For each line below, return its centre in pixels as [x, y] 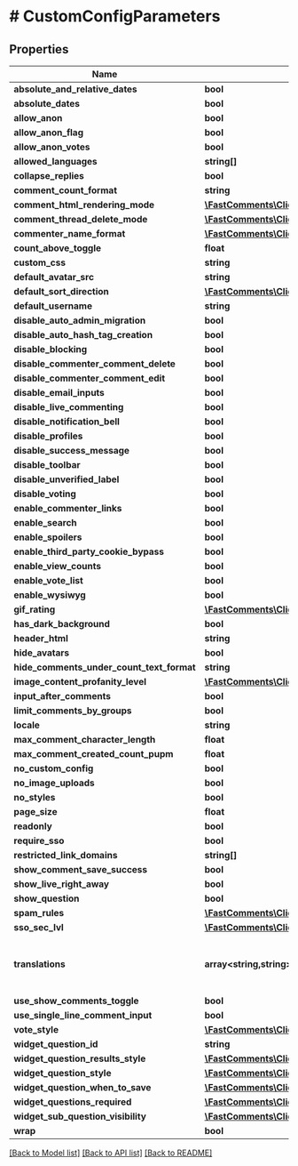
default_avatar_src [54, 277]
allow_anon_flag [49, 133]
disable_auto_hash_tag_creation [83, 335]
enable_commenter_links [68, 508]
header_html [41, 638]
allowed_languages [55, 161]
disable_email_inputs [59, 393]
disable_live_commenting [69, 407]
